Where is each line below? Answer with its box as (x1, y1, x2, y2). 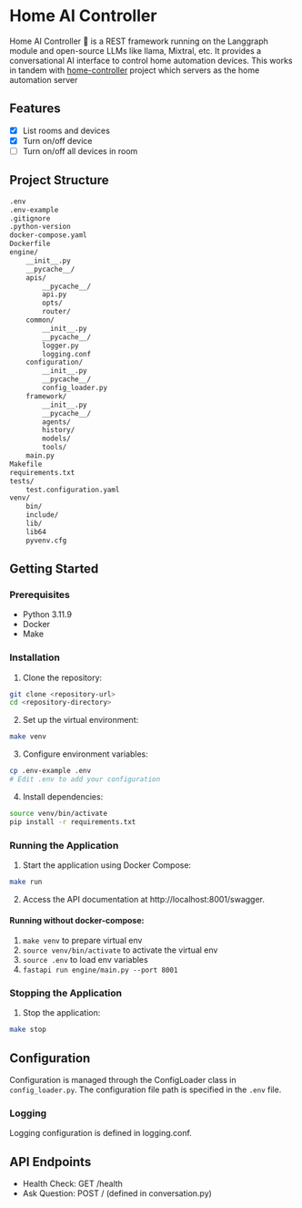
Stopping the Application (9, 986, 123, 999)
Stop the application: (22, 1007, 101, 1018)
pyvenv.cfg (25, 535, 67, 545)
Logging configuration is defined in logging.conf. (9, 1128, 193, 1139)
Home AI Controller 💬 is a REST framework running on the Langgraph (9, 36, 268, 46)
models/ (42, 434, 71, 443)
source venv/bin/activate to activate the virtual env (22, 945, 218, 955)
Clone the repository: (22, 672, 103, 683)
